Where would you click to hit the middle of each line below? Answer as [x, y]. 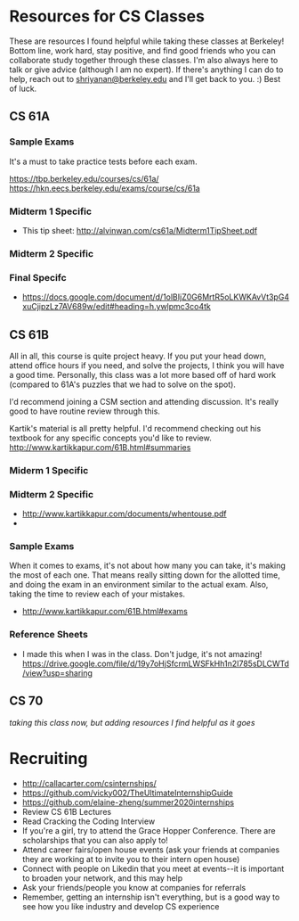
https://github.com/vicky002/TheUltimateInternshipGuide [127, 793]
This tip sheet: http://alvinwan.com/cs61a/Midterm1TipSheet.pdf [140, 230]
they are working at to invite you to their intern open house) [131, 859]
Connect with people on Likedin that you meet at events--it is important [153, 868]
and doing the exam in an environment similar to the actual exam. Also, [139, 585]
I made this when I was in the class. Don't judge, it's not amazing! [142, 654]
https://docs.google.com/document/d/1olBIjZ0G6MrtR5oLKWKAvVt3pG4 [156, 297]
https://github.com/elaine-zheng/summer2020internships [128, 802]
